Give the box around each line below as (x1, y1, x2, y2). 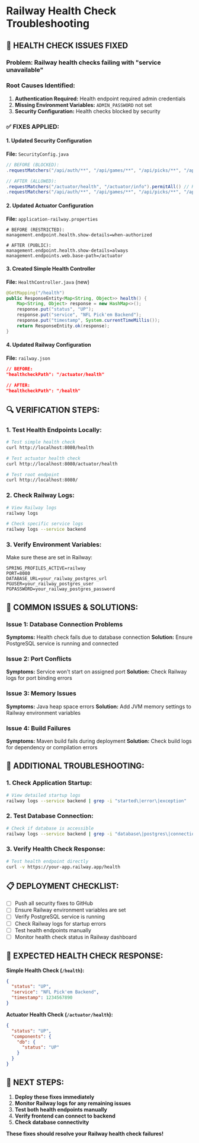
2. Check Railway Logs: (6, 491, 75, 499)
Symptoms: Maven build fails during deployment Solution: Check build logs (6, 737, 192, 745)
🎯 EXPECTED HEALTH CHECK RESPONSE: (6, 951, 163, 961)
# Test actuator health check (6, 455, 81, 461)
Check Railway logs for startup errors (14, 920, 107, 927)
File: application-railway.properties (6, 215, 98, 222)
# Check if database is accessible (6, 825, 94, 831)
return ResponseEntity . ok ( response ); (17, 322, 110, 329)
